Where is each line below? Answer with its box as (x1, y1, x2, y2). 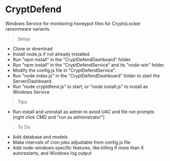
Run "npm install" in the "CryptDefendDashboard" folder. (12, 56, 132, 62)
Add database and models (12, 133, 68, 140)
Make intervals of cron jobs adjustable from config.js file (12, 139, 131, 145)
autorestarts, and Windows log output (12, 150, 92, 156)
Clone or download (12, 45, 53, 51)
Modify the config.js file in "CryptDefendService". (12, 67, 117, 73)
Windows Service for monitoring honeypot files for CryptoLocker (5, 20, 141, 26)
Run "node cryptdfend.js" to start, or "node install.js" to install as (12, 83, 148, 90)
